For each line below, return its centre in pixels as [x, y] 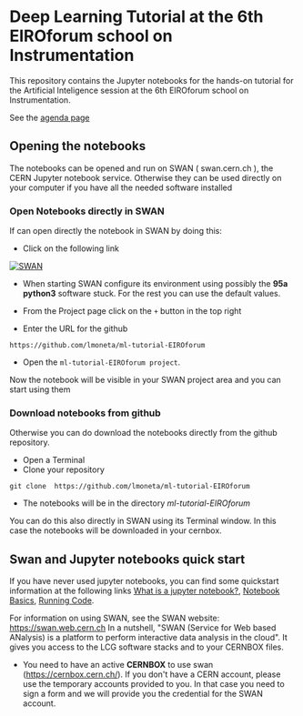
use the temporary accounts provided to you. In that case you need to [153, 684]
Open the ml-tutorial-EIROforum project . [101, 362]
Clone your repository [63, 469]
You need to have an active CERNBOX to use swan [118, 665]
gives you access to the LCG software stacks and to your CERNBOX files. [147, 647]
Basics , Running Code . [52, 600]
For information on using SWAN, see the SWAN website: [115, 618]
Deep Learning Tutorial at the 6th [136, 17]
